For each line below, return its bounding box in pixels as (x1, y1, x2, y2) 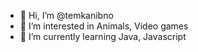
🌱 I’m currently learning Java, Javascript (19, 31, 187, 42)
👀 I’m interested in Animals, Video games (19, 20, 189, 32)
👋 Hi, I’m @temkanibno (19, 10, 114, 21)
